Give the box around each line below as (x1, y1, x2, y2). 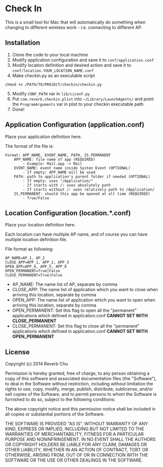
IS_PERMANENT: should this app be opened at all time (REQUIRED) (14, 191, 151, 196)
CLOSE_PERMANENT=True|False (5, 273, 63, 278)
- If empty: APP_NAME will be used (23, 170, 96, 175)
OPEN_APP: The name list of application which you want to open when (12, 297, 156, 303)
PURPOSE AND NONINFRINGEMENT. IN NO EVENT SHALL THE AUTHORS (5, 437, 156, 442)
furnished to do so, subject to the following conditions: (5, 396, 115, 403)
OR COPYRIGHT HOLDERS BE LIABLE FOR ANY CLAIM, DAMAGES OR (5, 441, 147, 447)
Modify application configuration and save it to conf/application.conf (12, 57, 154, 63)
